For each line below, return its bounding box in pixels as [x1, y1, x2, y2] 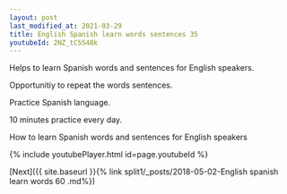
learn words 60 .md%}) [9, 176, 96, 187]
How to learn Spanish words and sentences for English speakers [9, 131, 248, 143]
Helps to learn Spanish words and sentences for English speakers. [9, 63, 255, 73]
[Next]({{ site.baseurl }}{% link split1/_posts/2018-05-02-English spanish [9, 166, 279, 177]
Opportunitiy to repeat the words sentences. [9, 80, 173, 90]
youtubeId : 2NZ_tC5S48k [9, 38, 99, 47]
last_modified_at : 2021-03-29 [9, 21, 123, 30]
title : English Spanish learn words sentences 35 [9, 30, 199, 38]
